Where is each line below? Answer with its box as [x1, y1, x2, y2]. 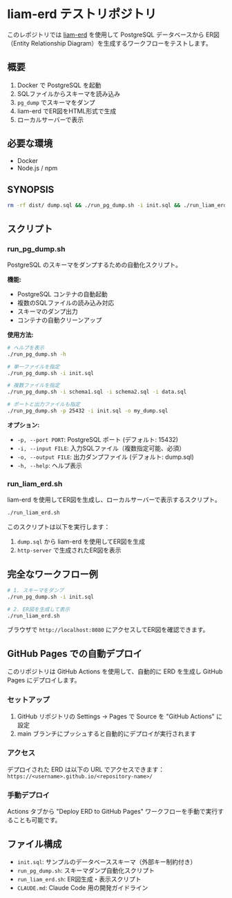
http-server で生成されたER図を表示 [17, 546, 122, 555]
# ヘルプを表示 [7, 344, 45, 351]
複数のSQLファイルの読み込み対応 [17, 298, 115, 307]
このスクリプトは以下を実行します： [7, 523, 110, 531]
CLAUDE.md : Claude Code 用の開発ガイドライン [17, 883, 148, 892]
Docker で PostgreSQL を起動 [17, 81, 101, 89]
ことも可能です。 [12, 816, 61, 824]
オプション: [7, 421, 40, 429]
